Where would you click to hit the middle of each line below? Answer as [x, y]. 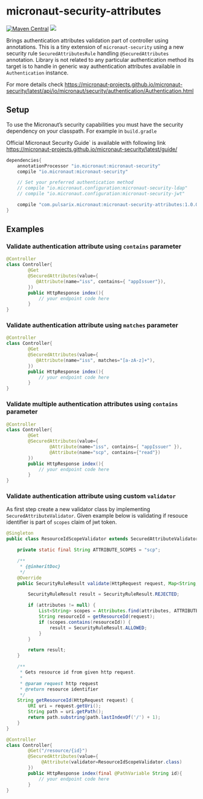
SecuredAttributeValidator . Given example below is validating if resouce [97, 516]
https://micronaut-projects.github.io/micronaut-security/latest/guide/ [92, 149]
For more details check [35, 84]
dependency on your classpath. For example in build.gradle [82, 131]
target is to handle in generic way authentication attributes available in [94, 66]
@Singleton [20, 533]
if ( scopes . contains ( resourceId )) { [85, 622]
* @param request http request [59, 683]
